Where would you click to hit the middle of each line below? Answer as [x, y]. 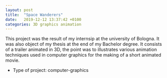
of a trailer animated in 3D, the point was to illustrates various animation [81, 49]
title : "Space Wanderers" [34, 15]
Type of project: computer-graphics [51, 70]
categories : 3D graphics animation [43, 24]
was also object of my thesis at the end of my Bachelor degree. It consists [84, 44]
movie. [12, 60]
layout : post [19, 10]
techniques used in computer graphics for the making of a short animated [83, 55]
